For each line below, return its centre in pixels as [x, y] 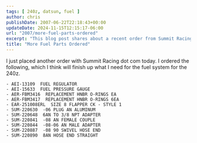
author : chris [23, 17]
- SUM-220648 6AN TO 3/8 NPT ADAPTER [53, 115]
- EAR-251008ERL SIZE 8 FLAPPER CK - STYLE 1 [64, 104]
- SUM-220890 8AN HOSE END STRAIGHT [52, 135]
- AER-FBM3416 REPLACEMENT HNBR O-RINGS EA [61, 94]
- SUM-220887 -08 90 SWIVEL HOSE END [53, 130]
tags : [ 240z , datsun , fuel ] [43, 11]
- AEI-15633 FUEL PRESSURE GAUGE [48, 89]
